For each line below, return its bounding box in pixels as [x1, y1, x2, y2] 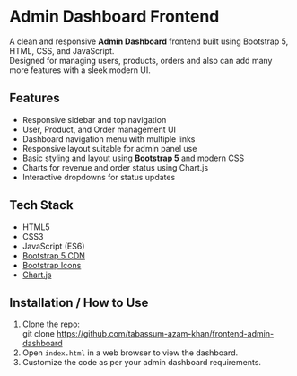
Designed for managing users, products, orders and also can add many [9, 55, 273, 66]
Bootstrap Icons [22, 259, 82, 270]
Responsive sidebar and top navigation [22, 114, 167, 125]
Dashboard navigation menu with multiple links [22, 133, 196, 144]
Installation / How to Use [9, 294, 149, 310]
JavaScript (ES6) [22, 240, 85, 251]
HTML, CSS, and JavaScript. [9, 45, 115, 56]
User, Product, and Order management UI [22, 124, 177, 135]
